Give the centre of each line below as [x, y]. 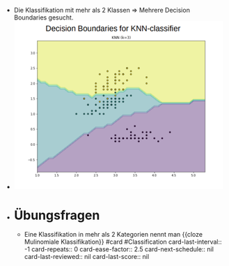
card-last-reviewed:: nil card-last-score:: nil [87, 257]
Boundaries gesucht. [44, 17]
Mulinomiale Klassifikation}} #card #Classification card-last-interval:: [123, 242]
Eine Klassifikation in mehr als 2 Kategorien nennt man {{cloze [113, 235]
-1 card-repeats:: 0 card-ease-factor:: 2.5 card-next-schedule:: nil [119, 249]
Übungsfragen [57, 215]
